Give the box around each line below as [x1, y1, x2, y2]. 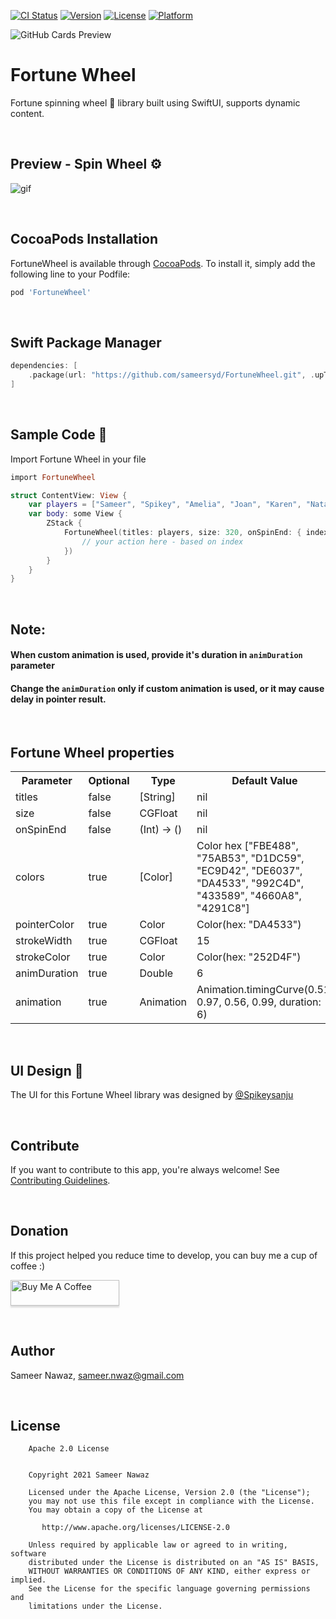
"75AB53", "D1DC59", [196, 851, 305, 865]
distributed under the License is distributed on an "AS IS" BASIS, [28, 1558, 320, 1568]
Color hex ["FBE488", [196, 839, 299, 853]
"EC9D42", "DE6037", [196, 864, 303, 878]
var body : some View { [28, 509, 123, 519]
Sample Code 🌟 [10, 426, 108, 444]
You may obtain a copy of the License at [28, 1505, 203, 1515]
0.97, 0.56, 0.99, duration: [196, 995, 322, 1009]
